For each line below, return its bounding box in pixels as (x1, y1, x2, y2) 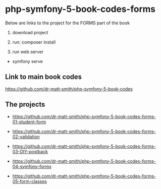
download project (12, 29, 49, 35)
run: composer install (12, 39, 56, 45)
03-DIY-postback (12, 148, 48, 154)
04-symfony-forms (12, 163, 52, 169)
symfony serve (12, 58, 43, 64)
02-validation (12, 133, 40, 139)
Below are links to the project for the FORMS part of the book (5, 20, 130, 26)
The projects (5, 100, 46, 109)
